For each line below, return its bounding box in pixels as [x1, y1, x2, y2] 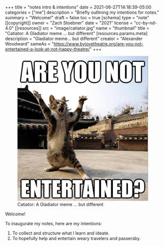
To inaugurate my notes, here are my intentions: [5, 220, 102, 226]
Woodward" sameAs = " [5, 41, 54, 46]
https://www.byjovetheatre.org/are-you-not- [53, 41, 144, 46]
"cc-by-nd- [133, 20, 157, 26]
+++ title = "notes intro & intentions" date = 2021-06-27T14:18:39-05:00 [5, 4, 152, 10]
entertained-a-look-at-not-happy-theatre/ [5, 46, 90, 52]
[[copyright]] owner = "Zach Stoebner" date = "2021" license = [5, 20, 133, 26]
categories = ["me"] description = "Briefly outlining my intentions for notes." [5, 9, 160, 15]
